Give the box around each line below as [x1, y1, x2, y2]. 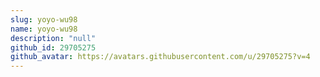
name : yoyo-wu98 [10, 24, 78, 34]
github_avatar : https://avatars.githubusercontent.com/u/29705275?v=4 [10, 52, 311, 62]
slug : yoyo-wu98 [10, 14, 78, 25]
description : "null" [10, 33, 97, 43]
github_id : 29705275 [10, 42, 97, 53]
